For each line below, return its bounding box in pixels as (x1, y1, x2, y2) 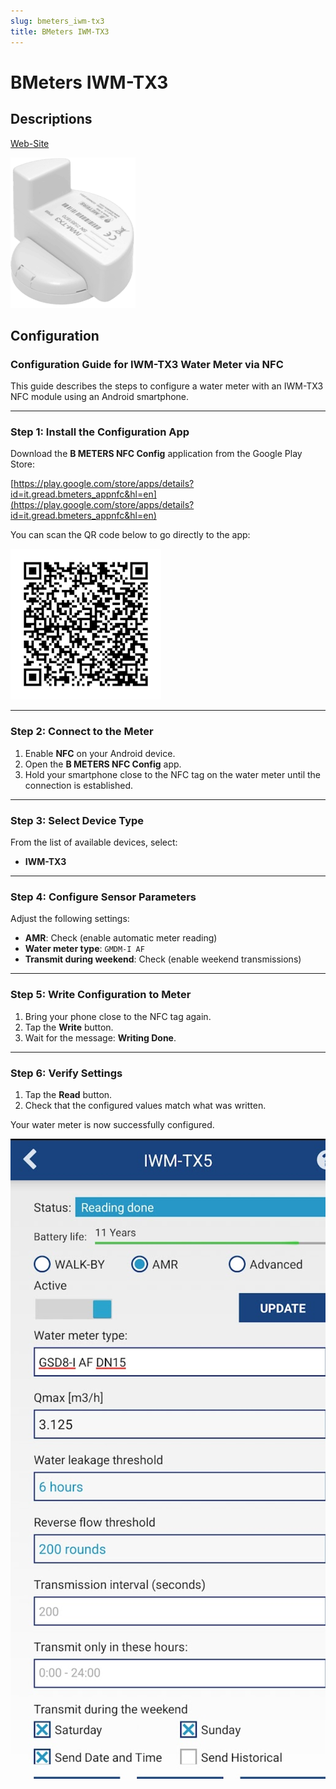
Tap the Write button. (24, 1021, 114, 1033)
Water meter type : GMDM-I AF (24, 943, 145, 955)
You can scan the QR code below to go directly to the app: (10, 529, 251, 541)
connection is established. (24, 779, 134, 791)
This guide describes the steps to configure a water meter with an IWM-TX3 (10, 380, 324, 392)
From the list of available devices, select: (10, 836, 178, 849)
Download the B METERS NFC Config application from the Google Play (10, 448, 303, 460)
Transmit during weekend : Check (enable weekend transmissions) (24, 953, 302, 965)
